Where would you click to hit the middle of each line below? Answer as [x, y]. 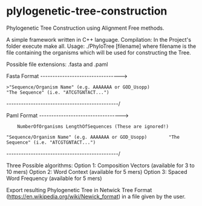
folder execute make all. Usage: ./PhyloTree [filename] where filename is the [101, 46]
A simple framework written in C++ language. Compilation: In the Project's [99, 39]
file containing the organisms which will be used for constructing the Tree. [99, 52]
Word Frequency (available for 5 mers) [54, 178]
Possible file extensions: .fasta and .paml [57, 64]
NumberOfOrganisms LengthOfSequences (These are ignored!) [93, 126]
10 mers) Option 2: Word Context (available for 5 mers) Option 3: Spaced [97, 171]
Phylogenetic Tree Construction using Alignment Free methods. [85, 28]
